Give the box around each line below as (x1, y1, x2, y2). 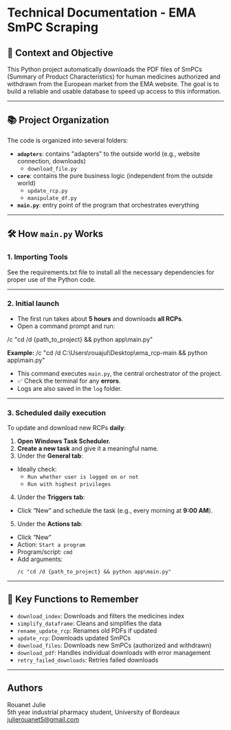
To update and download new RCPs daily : (7, 424, 126, 432)
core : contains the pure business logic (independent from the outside (16, 171, 213, 180)
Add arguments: (16, 555, 63, 563)
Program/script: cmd (16, 548, 73, 556)
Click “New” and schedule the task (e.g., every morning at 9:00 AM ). (16, 507, 213, 515)
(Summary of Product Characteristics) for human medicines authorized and (7, 72, 221, 81)
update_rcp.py (27, 187, 68, 194)
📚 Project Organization (7, 114, 109, 126)
